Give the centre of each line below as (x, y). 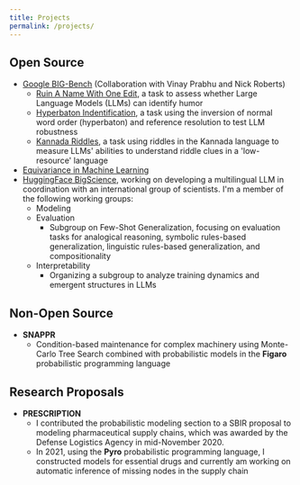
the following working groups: (77, 199)
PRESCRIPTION (52, 413)
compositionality (80, 256)
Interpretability (63, 265)
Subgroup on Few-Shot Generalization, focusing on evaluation (165, 228)
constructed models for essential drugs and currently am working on (163, 461)
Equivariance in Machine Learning (86, 170)
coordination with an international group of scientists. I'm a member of (153, 189)
